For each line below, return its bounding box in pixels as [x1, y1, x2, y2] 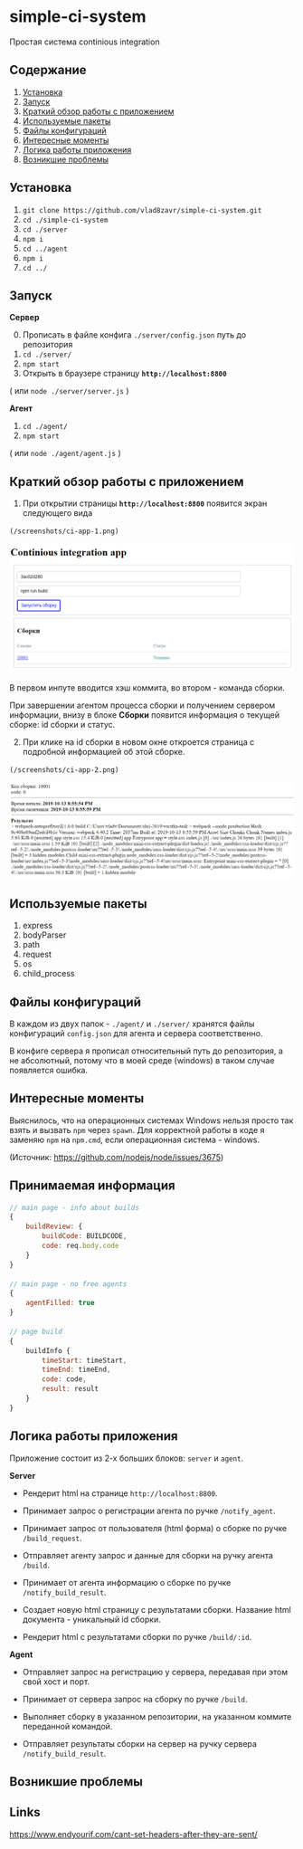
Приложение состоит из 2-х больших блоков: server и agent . [9, 1453, 244, 1463]
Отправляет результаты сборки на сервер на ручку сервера [22, 1738, 258, 1749]
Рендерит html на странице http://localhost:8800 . [22, 1487, 218, 1499]
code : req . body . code [42, 1242, 119, 1251]
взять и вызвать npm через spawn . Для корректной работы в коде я [9, 1124, 265, 1135]
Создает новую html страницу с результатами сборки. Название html [22, 1604, 291, 1615]
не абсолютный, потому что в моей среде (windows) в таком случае [9, 1054, 275, 1065]
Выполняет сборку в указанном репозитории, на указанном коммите [22, 1711, 292, 1721]
